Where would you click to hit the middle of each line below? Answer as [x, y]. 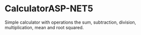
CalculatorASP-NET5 [49, 9]
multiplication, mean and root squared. [44, 27]
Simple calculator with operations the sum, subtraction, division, [70, 22]
